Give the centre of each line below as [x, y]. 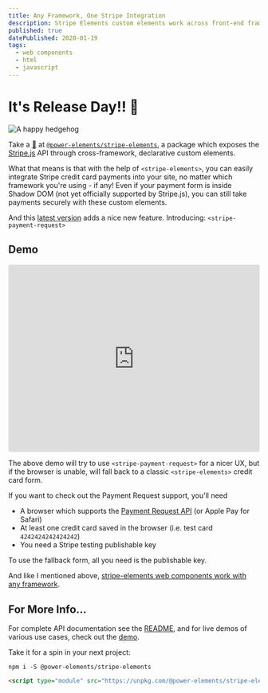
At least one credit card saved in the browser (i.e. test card [116, 528]
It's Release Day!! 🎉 [74, 106]
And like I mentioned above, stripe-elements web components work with [128, 576]
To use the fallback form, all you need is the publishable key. [108, 560]
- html [26, 61]
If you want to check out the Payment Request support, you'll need [118, 495]
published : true [35, 30]
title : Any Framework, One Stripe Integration [87, 16]
